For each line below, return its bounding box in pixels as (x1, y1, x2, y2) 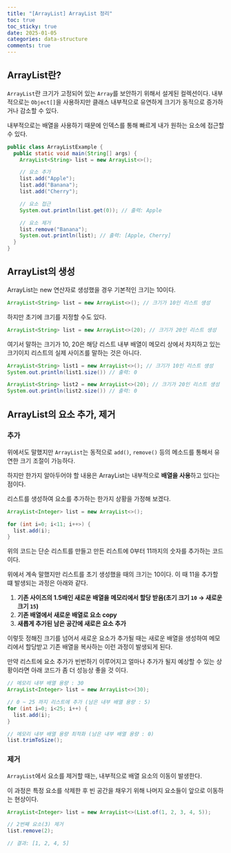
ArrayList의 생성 (7, 266, 76, 278)
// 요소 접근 (19, 200, 52, 207)
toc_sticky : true (7, 23, 57, 30)
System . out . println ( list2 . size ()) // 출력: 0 (7, 387, 138, 394)
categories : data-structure (7, 36, 88, 43)
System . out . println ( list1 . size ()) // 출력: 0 (7, 369, 138, 376)
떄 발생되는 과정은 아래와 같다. (7, 579, 88, 587)
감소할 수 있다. (19, 106, 59, 115)
